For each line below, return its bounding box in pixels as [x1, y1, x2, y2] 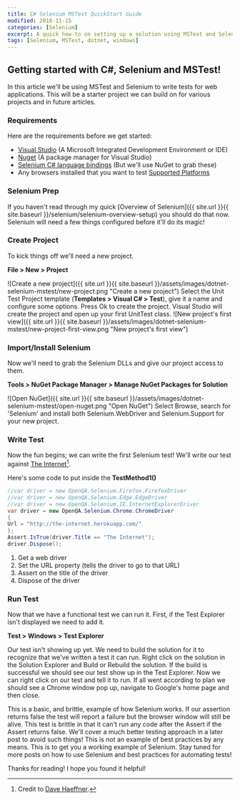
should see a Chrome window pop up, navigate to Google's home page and [7, 684, 230, 692]
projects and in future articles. [7, 97, 96, 106]
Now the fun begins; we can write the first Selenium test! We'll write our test [7, 451, 231, 459]
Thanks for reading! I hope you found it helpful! [7, 764, 146, 773]
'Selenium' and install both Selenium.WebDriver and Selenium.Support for [7, 409, 225, 418]
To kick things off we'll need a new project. [7, 251, 134, 260]
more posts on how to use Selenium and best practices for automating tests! [7, 751, 232, 759]
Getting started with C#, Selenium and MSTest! [7, 64, 221, 76]
